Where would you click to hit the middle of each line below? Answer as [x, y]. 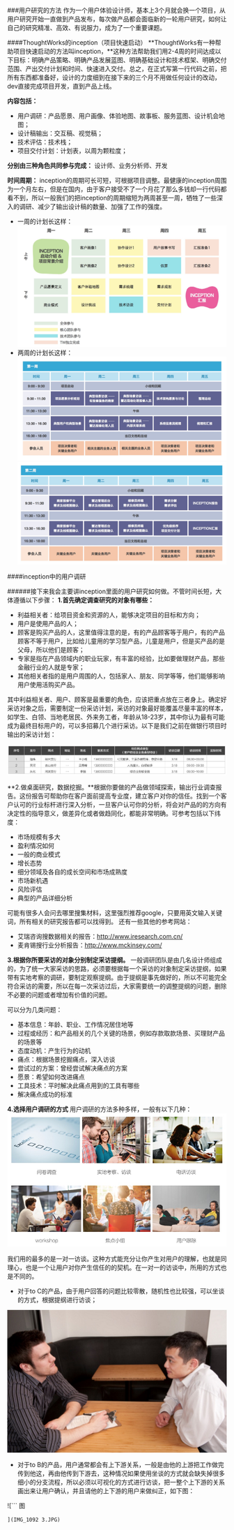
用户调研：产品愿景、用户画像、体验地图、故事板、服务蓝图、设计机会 [118, 116]
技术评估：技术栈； [45, 142]
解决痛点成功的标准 [45, 1094]
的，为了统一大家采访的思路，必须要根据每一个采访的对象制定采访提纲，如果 [117, 968]
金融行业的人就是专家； [51, 667]
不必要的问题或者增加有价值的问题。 [59, 995]
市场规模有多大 [39, 837]
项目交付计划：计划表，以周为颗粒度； [72, 151]
